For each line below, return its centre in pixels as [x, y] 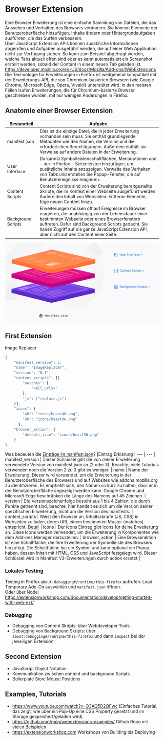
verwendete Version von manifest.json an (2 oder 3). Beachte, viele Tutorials [82, 465]
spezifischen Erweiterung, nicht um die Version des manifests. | [69, 512]
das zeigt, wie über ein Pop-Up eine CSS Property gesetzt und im [78, 711]
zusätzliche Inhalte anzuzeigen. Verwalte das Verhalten [95, 169]
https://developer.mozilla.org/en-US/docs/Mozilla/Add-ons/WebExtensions [81, 69]
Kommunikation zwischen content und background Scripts [71, 673]
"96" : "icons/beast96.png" [50, 419]
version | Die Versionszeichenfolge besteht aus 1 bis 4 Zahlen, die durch [78, 501]
